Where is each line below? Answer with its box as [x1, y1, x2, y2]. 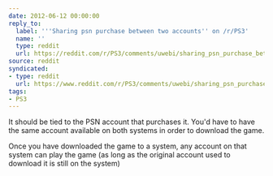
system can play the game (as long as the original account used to [8, 150, 232, 160]
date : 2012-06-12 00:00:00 [8, 11, 100, 20]
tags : [8, 87, 27, 96]
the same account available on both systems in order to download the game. [8, 126, 265, 135]
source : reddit [8, 58, 60, 66]
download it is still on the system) [8, 159, 120, 169]
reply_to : [8, 19, 42, 28]
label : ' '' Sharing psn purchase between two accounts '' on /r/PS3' [15, 27, 249, 35]
